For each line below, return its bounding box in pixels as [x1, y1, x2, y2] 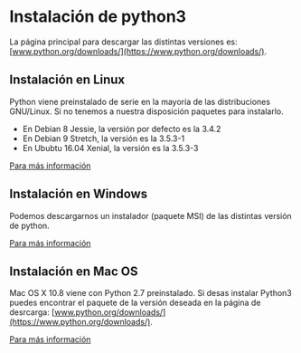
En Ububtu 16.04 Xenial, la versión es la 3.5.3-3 [22, 142, 199, 153]
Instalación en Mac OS [9, 263, 138, 279]
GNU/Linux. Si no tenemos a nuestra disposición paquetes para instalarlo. [9, 106, 284, 117]
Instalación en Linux [9, 72, 126, 88]
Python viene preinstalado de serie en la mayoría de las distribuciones [9, 96, 271, 107]
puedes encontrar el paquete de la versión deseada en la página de [9, 297, 261, 309]
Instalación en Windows [9, 186, 148, 202]
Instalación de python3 [9, 6, 187, 27]
